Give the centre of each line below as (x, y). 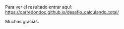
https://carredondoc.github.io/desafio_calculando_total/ (62, 12)
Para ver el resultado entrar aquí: (39, 7)
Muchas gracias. (22, 22)
